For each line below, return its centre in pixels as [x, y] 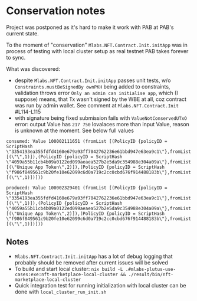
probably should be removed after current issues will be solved [91, 262]
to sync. [16, 57]
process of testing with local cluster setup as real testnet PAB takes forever [97, 51]
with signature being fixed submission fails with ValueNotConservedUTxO [101, 118]
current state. [23, 33]
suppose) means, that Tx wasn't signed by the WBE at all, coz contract [101, 99]
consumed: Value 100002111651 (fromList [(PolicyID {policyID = [87, 141]
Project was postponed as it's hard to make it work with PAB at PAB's [90, 27]
